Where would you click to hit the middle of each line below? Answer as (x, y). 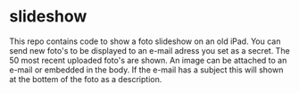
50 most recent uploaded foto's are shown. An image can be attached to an (148, 60)
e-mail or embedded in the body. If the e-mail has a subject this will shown (146, 70)
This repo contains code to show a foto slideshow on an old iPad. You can (145, 41)
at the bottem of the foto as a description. (86, 79)
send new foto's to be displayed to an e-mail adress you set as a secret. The (149, 50)
